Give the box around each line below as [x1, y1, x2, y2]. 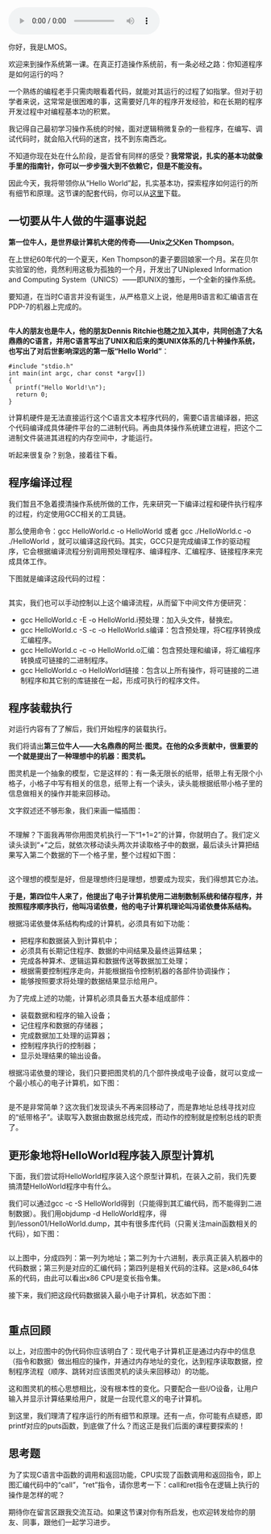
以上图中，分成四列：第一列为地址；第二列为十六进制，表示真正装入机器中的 [8, 1253, 263, 1263]
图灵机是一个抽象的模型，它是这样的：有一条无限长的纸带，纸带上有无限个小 [8, 768, 263, 778]
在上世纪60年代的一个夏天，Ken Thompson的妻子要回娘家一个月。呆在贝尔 [8, 254, 259, 264]
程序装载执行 [8, 701, 73, 715]
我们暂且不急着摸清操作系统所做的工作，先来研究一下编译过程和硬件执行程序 [8, 499, 263, 508]
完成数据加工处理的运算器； [19, 1030, 113, 1040]
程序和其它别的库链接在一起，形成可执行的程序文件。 [27, 675, 204, 685]
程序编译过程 [8, 476, 73, 490]
